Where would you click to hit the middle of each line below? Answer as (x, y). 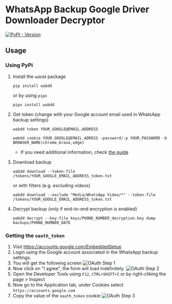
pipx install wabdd (34, 105)
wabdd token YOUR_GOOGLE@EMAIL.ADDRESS (55, 129)
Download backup (32, 162)
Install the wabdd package (39, 76)
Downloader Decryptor (55, 20)
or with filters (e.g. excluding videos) (52, 185)
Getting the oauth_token (35, 235)
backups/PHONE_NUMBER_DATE (42, 222)
